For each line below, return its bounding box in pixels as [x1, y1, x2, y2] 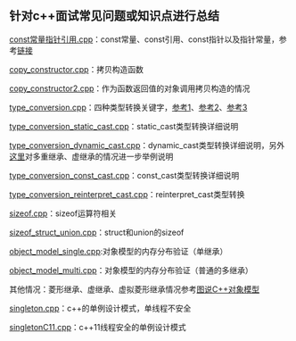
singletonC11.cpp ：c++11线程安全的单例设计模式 [9, 321, 187, 332]
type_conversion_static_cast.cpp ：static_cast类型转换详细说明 [9, 121, 239, 131]
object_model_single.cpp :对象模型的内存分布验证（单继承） [9, 245, 228, 256]
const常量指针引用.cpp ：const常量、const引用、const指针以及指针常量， [9, 34, 279, 45]
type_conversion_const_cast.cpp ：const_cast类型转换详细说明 [9, 170, 240, 180]
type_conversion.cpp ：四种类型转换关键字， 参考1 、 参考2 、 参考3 [9, 102, 248, 112]
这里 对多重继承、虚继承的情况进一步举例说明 [9, 151, 174, 162]
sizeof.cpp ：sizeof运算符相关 [9, 208, 118, 219]
